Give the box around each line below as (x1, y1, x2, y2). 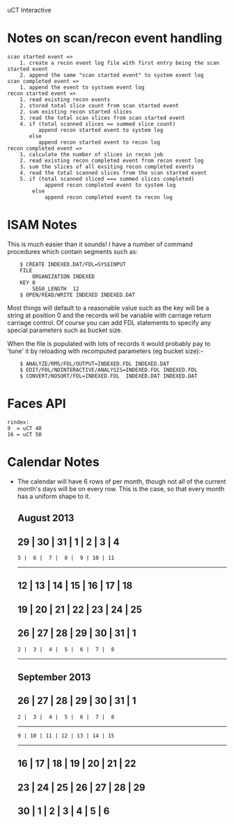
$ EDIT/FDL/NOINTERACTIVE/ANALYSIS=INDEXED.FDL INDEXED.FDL (19, 366, 198, 373)
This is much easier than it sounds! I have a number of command (7, 240, 193, 248)
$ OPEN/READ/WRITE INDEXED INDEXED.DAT (19, 291, 136, 299)
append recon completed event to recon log (44, 193, 173, 201)
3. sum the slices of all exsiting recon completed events (19, 163, 195, 170)
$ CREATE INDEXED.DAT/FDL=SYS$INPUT (19, 261, 127, 268)
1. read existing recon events (19, 96, 111, 103)
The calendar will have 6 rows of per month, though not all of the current (17, 477, 226, 486)
